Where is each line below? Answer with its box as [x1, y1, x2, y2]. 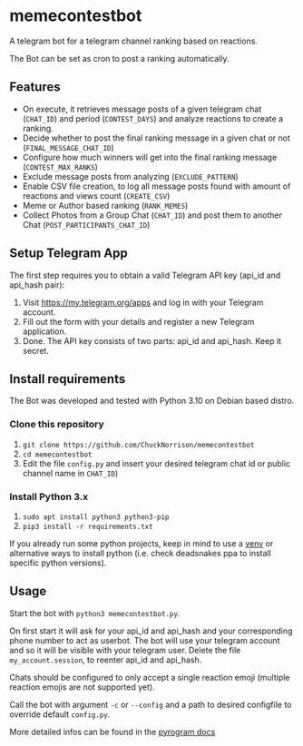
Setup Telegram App [9, 246, 129, 261]
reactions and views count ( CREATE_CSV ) [22, 190, 171, 201]
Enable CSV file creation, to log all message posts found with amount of [22, 181, 291, 191]
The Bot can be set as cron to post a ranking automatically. [9, 53, 230, 64]
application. [22, 326, 67, 337]
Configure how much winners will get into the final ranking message [22, 152, 278, 162]
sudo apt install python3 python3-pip [22, 512, 170, 522]
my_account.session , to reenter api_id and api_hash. [9, 654, 202, 665]
